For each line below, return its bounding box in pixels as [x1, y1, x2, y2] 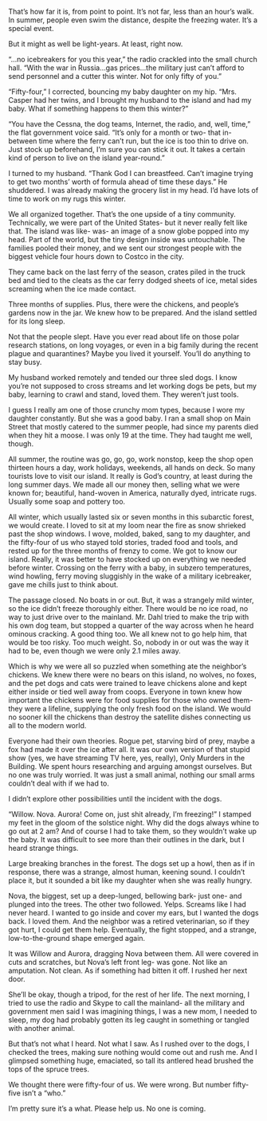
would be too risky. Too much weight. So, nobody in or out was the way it [8, 637, 249, 647]
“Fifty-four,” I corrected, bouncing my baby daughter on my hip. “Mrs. [8, 87, 238, 96]
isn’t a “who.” [22, 1088, 66, 1098]
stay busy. [8, 358, 42, 366]
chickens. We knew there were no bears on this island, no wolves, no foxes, [8, 670, 257, 680]
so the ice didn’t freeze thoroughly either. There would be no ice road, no [8, 604, 249, 613]
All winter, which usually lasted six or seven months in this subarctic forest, [8, 512, 255, 521]
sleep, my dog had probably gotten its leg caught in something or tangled [8, 1015, 249, 1025]
